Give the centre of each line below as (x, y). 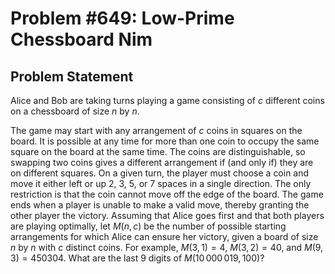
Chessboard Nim (81, 39)
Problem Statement (72, 76)
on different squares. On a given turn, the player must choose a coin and (160, 173)
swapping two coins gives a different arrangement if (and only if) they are (162, 162)
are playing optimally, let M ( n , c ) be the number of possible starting (148, 226)
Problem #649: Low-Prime (122, 18)
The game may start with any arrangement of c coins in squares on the (156, 130)
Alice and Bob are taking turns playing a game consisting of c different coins (167, 100)
